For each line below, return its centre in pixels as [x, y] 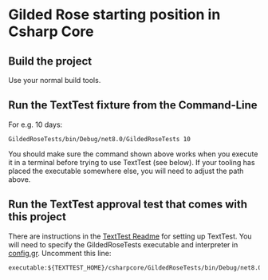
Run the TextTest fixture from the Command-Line [133, 105]
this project [37, 217]
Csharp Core [51, 32]
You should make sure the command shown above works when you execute [133, 154]
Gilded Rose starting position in [114, 15]
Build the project [50, 61]
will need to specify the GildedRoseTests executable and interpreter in [123, 244]
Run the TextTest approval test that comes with [128, 205]
